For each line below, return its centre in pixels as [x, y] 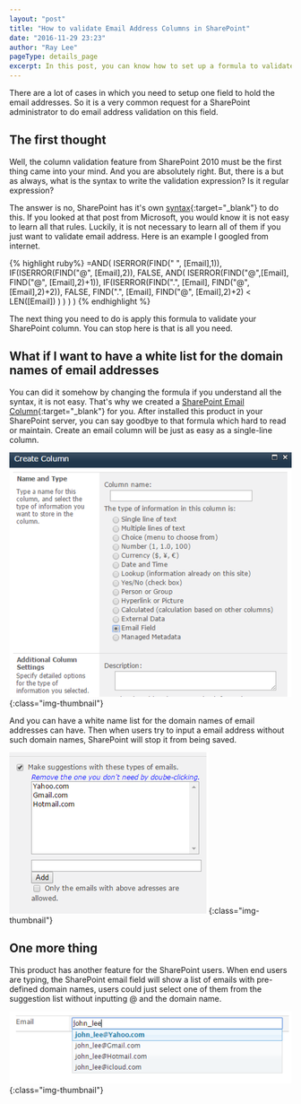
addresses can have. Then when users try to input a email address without [147, 730]
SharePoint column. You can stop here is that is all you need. [121, 328]
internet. [25, 246]
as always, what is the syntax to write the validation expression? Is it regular [149, 180]
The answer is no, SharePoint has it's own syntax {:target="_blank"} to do [144, 207]
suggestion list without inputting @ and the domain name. [116, 998]
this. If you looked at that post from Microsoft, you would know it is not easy [149, 217]
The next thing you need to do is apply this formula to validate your [133, 318]
